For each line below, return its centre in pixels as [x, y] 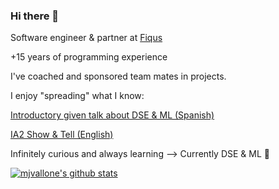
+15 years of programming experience [89, 57]
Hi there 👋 [35, 16]
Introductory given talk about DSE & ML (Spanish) [112, 115]
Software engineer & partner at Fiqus [86, 38]
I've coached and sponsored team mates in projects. [118, 76]
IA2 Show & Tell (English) [62, 135]
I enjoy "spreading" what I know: [77, 96]
